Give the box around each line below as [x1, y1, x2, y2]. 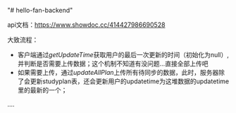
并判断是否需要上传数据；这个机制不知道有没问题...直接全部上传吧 [17, 59, 209, 68]
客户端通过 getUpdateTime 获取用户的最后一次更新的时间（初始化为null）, [17, 51, 229, 59]
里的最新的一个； [17, 86, 68, 94]
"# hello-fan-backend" [7, 6, 73, 14]
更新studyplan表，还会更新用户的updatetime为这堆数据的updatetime [30, 77, 230, 85]
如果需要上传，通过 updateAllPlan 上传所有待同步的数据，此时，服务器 [17, 69, 219, 76]
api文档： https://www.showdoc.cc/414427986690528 [7, 20, 166, 29]
